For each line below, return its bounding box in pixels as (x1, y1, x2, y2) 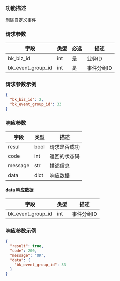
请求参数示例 (5, 81, 37, 88)
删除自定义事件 (5, 17, 36, 23)
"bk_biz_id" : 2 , (10, 97, 44, 102)
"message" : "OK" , (10, 253, 46, 258)
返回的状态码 (49, 153, 80, 160)
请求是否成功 (49, 143, 80, 150)
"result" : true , (10, 244, 44, 249)
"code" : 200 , (10, 248, 37, 253)
